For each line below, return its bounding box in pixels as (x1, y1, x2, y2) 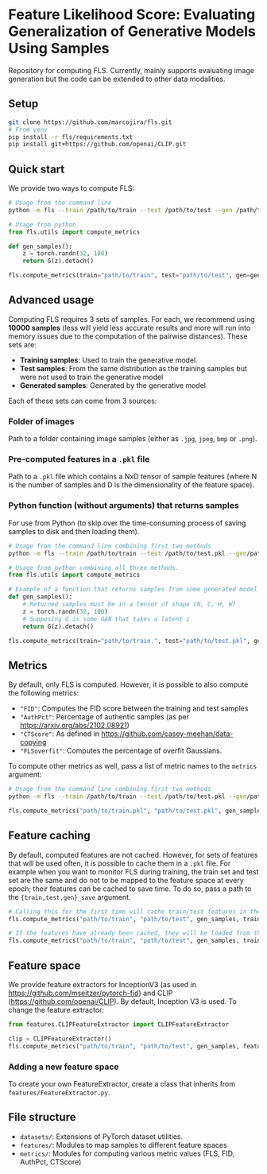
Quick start (8, 162, 65, 176)
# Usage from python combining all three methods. (8, 564, 180, 572)
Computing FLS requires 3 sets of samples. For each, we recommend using (8, 314, 255, 324)
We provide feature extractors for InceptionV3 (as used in (8, 979, 197, 989)
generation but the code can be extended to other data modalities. (8, 74, 226, 83)
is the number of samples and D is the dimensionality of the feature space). (8, 480, 255, 490)
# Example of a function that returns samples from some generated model (8, 586, 258, 594)
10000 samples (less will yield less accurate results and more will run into (8, 323, 251, 332)
